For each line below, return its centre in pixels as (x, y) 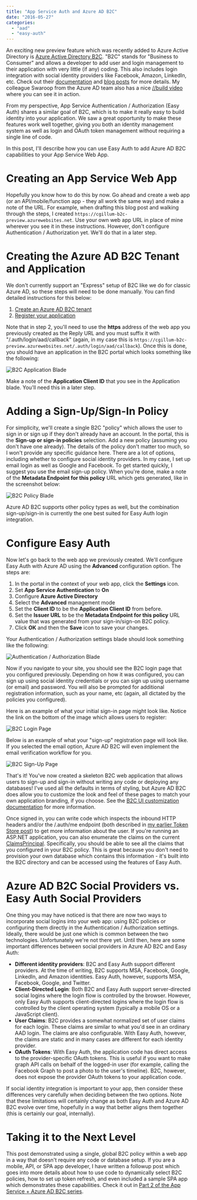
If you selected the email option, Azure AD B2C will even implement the (93, 746)
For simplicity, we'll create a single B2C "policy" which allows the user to (94, 427)
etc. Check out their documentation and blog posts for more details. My (93, 82)
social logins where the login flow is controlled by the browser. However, (103, 995)
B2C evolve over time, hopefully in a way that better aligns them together (95, 1107)
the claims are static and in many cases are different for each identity (99, 1039)
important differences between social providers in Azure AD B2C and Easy (96, 946)
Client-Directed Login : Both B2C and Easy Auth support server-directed (102, 989)
